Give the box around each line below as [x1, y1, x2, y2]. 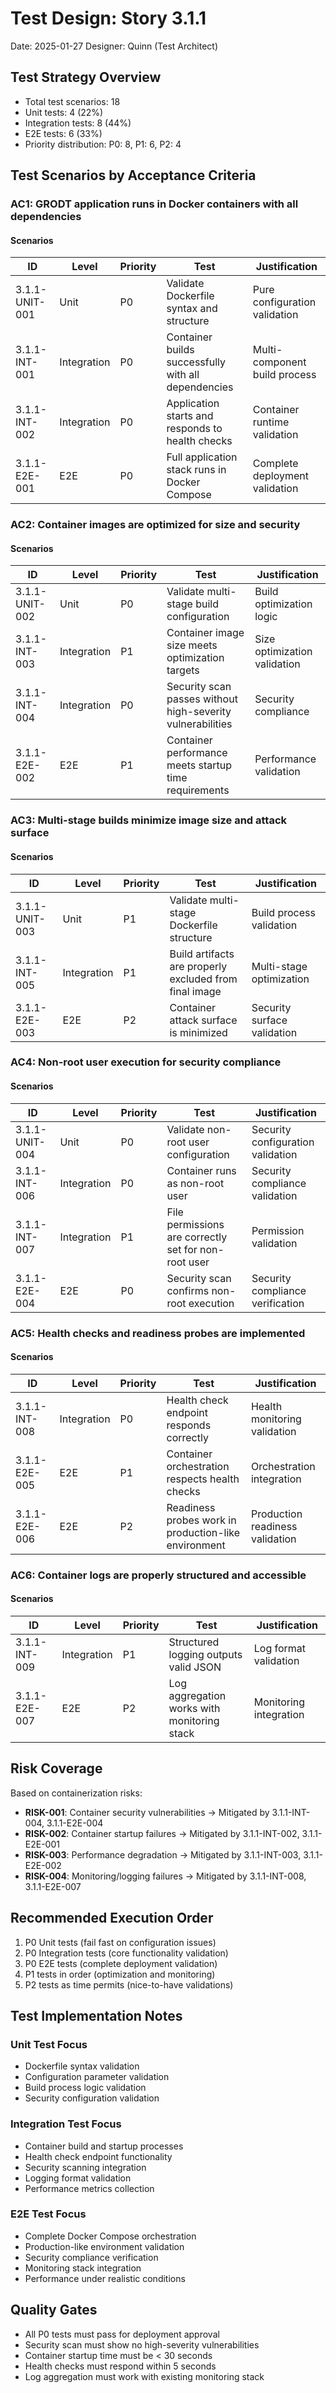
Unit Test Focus [10, 2037, 88, 2051]
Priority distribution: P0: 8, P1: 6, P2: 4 [24, 138, 182, 150]
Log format [253, 1641, 307, 1655]
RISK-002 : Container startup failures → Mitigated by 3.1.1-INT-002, [24, 1827, 300, 1839]
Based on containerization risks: [10, 1787, 143, 1799]
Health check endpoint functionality [24, 2150, 173, 2162]
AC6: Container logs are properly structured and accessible [10, 1568, 307, 1582]
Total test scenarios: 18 [24, 95, 121, 107]
